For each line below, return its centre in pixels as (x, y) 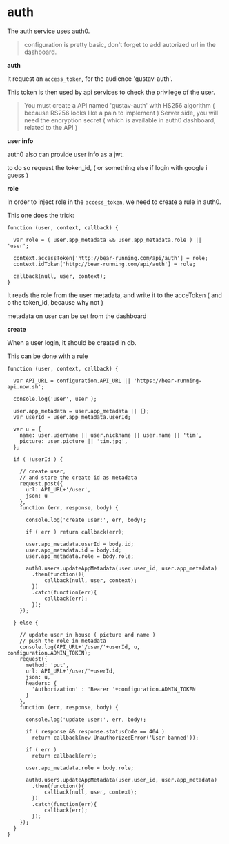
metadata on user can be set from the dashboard (77, 316)
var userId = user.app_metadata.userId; (72, 417)
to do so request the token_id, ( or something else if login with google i (107, 167)
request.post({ (41, 484)
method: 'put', (47, 665)
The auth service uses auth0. (49, 31)
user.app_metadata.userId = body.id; (80, 544)
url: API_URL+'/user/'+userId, (70, 671)
